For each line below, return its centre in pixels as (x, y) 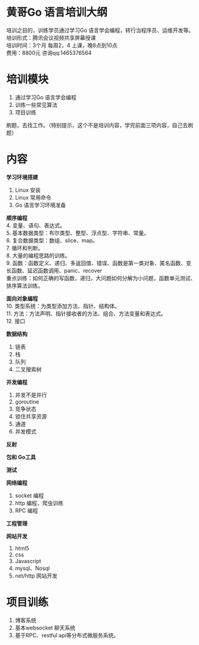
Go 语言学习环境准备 (40, 205)
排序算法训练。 (25, 285)
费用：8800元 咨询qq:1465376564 (49, 52)
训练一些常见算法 (36, 105)
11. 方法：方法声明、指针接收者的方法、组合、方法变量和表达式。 (86, 313)
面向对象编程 (22, 298)
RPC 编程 (26, 511)
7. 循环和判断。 (25, 248)
